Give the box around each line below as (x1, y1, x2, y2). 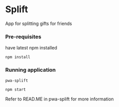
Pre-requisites (5, 33, 42, 40)
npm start (5, 87, 26, 92)
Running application (5, 66, 56, 73)
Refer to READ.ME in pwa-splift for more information (5, 96, 114, 102)
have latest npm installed (5, 45, 57, 51)
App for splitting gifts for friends (5, 20, 72, 26)
